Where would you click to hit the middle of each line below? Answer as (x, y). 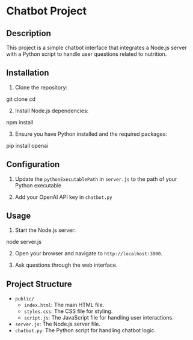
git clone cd (21, 99)
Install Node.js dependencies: (52, 111)
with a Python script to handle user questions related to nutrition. (87, 54)
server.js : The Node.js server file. (58, 324)
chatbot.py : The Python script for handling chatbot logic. (85, 330)
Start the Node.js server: (45, 230)
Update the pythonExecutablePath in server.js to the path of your (96, 179)
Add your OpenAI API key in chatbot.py (63, 197)
